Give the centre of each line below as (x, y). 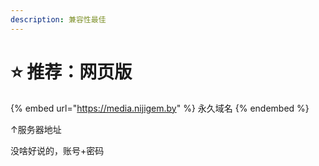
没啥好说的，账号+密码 (57, 150)
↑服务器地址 (36, 129)
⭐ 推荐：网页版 (71, 72)
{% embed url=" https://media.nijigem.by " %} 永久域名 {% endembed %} (160, 108)
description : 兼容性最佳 (58, 19)
